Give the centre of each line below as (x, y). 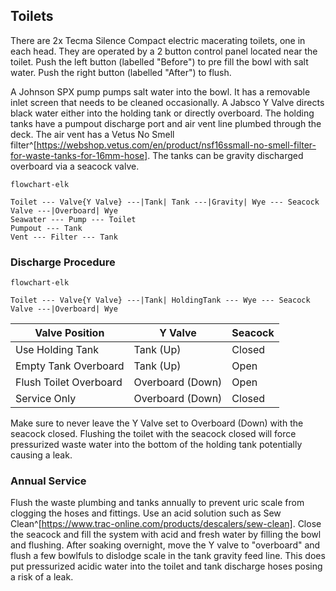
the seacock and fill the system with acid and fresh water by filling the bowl (166, 535)
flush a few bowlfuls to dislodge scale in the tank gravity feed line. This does (168, 556)
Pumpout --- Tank (46, 228)
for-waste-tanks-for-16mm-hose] (79, 155)
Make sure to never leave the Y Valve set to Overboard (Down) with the (157, 423)
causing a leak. (41, 455)
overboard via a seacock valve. (75, 166)
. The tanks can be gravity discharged (225, 155)
